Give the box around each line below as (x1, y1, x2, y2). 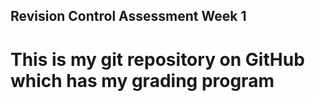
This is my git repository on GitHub (10, 48, 305, 71)
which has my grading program (10, 69, 275, 92)
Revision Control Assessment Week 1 (10, 8, 247, 25)
